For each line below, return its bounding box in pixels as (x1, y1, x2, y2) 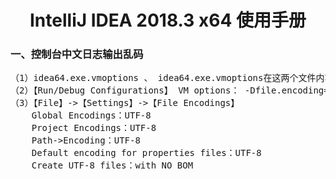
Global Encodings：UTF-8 (31, 110, 152, 121)
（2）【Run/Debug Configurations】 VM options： (10, 85, 240, 96)
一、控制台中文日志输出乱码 (10, 47, 144, 61)
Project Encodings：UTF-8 (31, 122, 157, 134)
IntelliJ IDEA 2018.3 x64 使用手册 (29, 9, 307, 32)
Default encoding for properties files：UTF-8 (31, 147, 262, 159)
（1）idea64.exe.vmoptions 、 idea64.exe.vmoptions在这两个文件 (10, 72, 317, 84)
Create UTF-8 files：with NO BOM (31, 160, 194, 171)
